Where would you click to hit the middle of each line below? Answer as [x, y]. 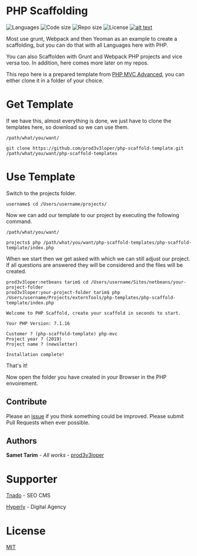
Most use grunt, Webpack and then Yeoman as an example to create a [92, 38]
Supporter [32, 479]
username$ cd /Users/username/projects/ [57, 204]
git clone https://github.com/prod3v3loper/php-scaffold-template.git [95, 148]
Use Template [41, 177]
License [26, 531]
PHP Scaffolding [47, 11]
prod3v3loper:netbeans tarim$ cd [47, 282]
